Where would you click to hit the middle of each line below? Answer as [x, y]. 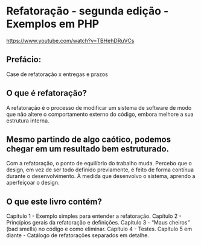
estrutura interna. [28, 120]
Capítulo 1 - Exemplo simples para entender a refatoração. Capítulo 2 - [94, 216]
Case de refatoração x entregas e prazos [57, 74]
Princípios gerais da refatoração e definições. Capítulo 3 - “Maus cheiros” [98, 223]
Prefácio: [24, 59]
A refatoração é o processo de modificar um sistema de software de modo [99, 107]
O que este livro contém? [54, 201]
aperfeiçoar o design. [33, 183]
